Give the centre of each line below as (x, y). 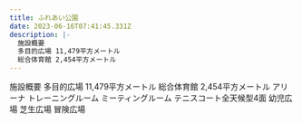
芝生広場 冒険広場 (53, 109)
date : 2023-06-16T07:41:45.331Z (70, 26)
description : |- (40, 34)
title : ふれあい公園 (44, 18)
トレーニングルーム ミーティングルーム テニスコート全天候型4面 (147, 98)
